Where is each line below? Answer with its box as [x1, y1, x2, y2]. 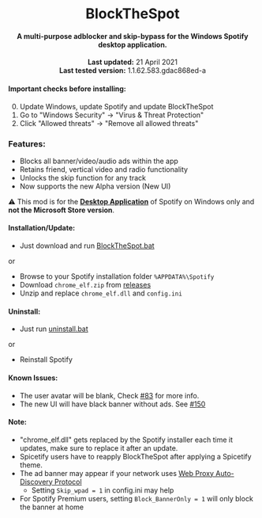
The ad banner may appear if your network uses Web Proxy [19, 468, 215, 478]
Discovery [19, 477, 53, 486]
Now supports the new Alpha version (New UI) [19, 181, 171, 191]
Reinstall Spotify [19, 355, 73, 364]
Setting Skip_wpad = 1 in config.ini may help [31, 485, 174, 495]
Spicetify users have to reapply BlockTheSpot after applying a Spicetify [19, 451, 252, 461]
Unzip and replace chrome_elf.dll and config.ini [19, 288, 183, 298]
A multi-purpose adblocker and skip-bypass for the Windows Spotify [17, 31, 249, 40]
